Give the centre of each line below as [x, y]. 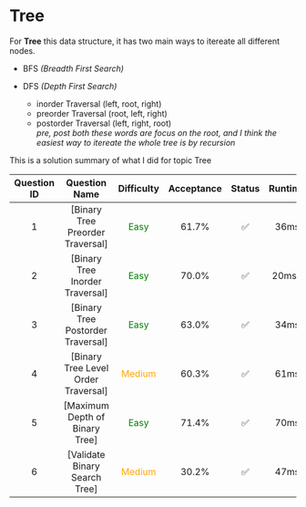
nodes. [22, 50]
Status [245, 188]
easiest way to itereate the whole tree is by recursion [136, 142]
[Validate [86, 454]
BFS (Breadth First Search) [73, 68]
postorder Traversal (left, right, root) [104, 123]
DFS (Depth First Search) [70, 86]
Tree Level [86, 367]
